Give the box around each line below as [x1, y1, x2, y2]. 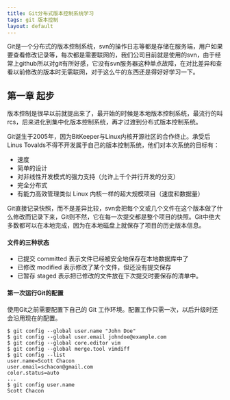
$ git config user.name [7, 381, 75, 388]
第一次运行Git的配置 [7, 289, 64, 297]
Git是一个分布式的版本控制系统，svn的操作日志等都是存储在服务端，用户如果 [7, 42, 223, 51]
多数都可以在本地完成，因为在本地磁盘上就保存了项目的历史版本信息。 [7, 222, 205, 230]
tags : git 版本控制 [7, 16, 59, 23]
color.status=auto [7, 369, 60, 376]
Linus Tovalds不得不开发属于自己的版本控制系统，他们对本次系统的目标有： [7, 141, 220, 149]
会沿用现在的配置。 [7, 314, 62, 322]
